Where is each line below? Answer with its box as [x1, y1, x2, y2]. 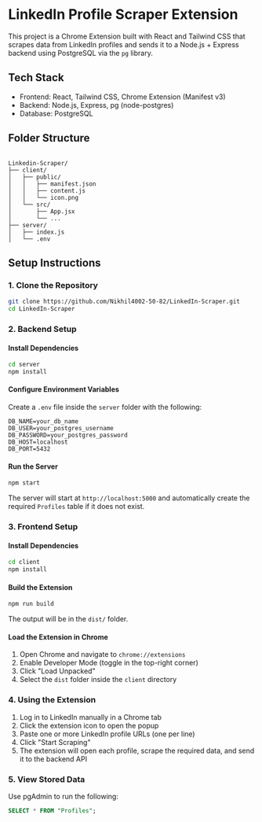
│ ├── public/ [8, 173, 61, 181]
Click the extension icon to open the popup [19, 721, 159, 730]
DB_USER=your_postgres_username [8, 425, 114, 433]
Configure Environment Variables [8, 385, 120, 394]
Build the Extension [8, 582, 73, 592]
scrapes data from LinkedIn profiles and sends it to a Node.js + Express [8, 39, 239, 49]
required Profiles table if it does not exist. [8, 502, 145, 511]
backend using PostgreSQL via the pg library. [8, 48, 153, 57]
